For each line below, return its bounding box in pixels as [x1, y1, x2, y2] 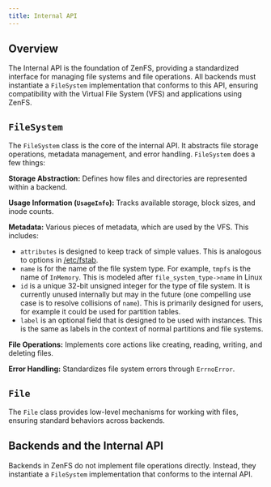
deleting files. [8, 348, 54, 358]
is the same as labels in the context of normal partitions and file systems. [19, 324, 264, 334]
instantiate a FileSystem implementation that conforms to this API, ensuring [8, 80, 259, 90]
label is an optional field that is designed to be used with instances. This [19, 315, 263, 325]
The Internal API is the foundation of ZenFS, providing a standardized [8, 63, 239, 73]
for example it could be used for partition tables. [19, 307, 181, 317]
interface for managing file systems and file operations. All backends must [8, 72, 256, 82]
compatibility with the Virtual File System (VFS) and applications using [8, 89, 243, 99]
